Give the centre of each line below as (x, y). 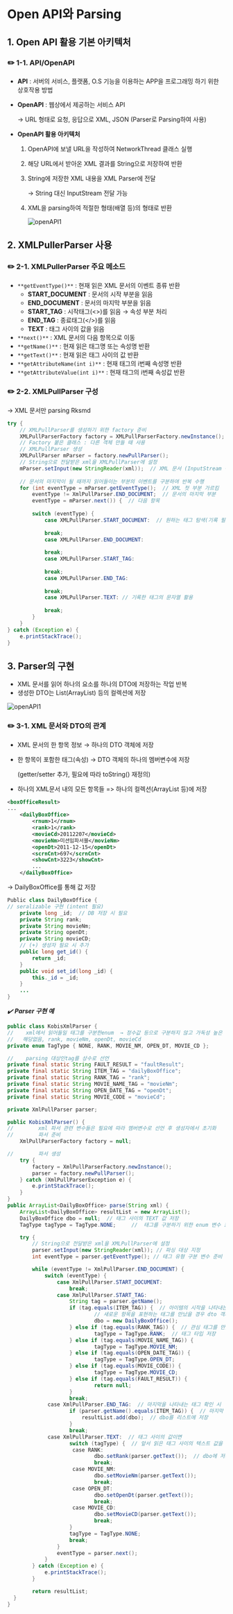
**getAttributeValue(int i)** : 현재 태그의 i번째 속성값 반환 (101, 372)
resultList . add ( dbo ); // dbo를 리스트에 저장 (145, 1418)
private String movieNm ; (55, 926)
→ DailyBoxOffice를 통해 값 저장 (52, 887)
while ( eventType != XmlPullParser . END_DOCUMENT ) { (109, 1269)
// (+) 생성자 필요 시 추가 (54, 945)
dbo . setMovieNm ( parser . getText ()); (145, 1476)
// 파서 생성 (34, 1154)
